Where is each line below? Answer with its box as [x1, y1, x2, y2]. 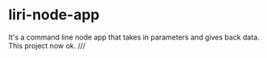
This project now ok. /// [8, 40, 86, 50]
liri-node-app [8, 6, 100, 24]
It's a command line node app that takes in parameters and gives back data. [8, 32, 260, 42]
